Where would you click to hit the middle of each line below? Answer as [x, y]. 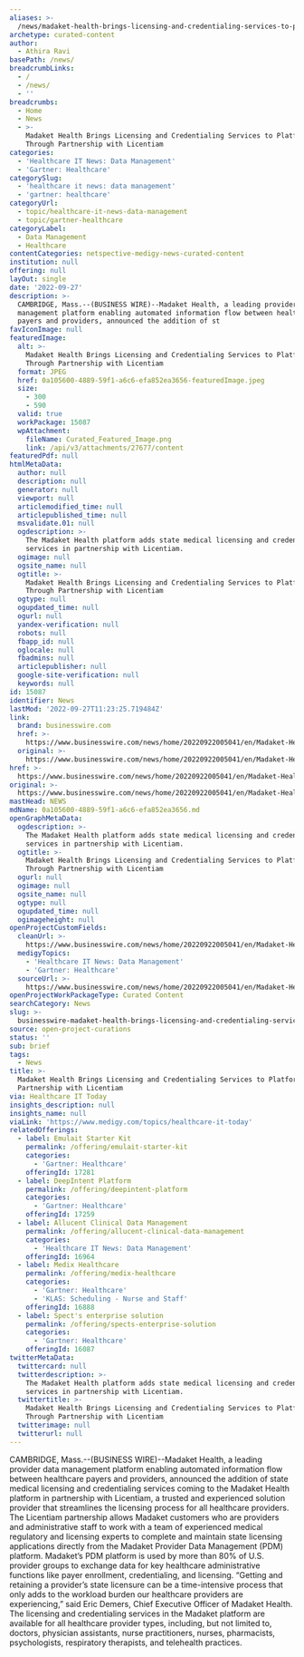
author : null [42, 473]
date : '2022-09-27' [46, 287]
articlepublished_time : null [72, 515]
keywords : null [46, 683]
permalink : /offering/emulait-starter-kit [107, 1148]
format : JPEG [42, 372]
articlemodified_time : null [71, 507]
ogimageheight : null [56, 920]
